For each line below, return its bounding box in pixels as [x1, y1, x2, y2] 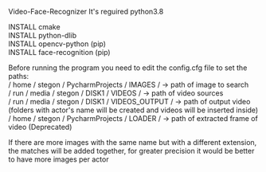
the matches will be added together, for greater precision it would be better [8, 147, 255, 155]
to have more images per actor [8, 154, 109, 164]
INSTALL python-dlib [8, 31, 77, 40]
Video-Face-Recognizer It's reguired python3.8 [8, 7, 164, 16]
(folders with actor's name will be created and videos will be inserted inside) [8, 105, 259, 115]
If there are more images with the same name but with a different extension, [8, 138, 257, 147]
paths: [8, 72, 29, 80]
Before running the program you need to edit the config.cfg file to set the [8, 63, 248, 72]
